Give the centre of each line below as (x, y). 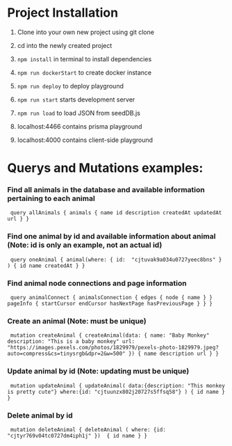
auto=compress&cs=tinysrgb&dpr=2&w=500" (67, 354)
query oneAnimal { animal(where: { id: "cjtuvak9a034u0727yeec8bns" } (116, 260)
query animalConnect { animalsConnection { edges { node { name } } (111, 298)
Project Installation (63, 13)
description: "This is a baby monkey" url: (71, 342)
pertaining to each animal (51, 198)
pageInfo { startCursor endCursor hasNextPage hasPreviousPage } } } (110, 304)
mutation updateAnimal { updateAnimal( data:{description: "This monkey (118, 385)
